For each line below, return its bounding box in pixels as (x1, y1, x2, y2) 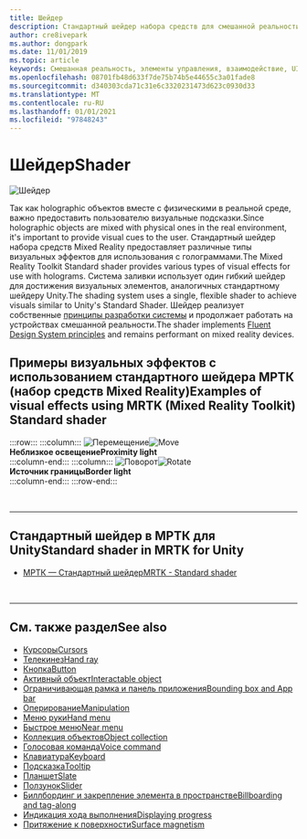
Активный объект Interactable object (22, 673, 163, 684)
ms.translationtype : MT (9, 90, 101, 99)
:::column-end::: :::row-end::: (9, 475, 118, 486)
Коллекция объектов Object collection (22, 731, 168, 742)
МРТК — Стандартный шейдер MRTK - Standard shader (22, 567, 238, 578)
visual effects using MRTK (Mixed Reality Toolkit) (9, 398, 296, 414)
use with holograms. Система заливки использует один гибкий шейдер (9, 271, 286, 281)
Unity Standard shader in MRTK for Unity (9, 543, 245, 558)
